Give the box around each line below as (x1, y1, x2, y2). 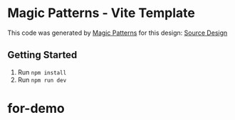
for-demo (7, 100, 66, 116)
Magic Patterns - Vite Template (7, 5, 196, 21)
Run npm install (17, 67, 67, 76)
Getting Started (7, 49, 78, 61)
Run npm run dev (17, 75, 67, 84)
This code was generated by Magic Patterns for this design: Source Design (7, 28, 228, 37)
